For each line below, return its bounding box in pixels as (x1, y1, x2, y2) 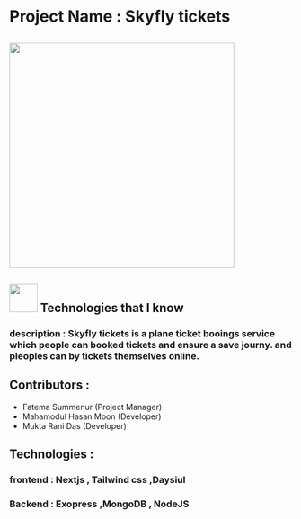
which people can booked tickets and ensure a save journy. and (9, 338, 292, 351)
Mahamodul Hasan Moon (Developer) (22, 411, 162, 422)
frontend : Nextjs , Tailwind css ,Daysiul (9, 474, 186, 487)
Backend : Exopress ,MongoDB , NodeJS (9, 497, 190, 510)
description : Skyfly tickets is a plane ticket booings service (9, 327, 276, 339)
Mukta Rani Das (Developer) (22, 420, 128, 431)
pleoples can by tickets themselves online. (9, 349, 200, 362)
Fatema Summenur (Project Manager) (22, 401, 163, 412)
